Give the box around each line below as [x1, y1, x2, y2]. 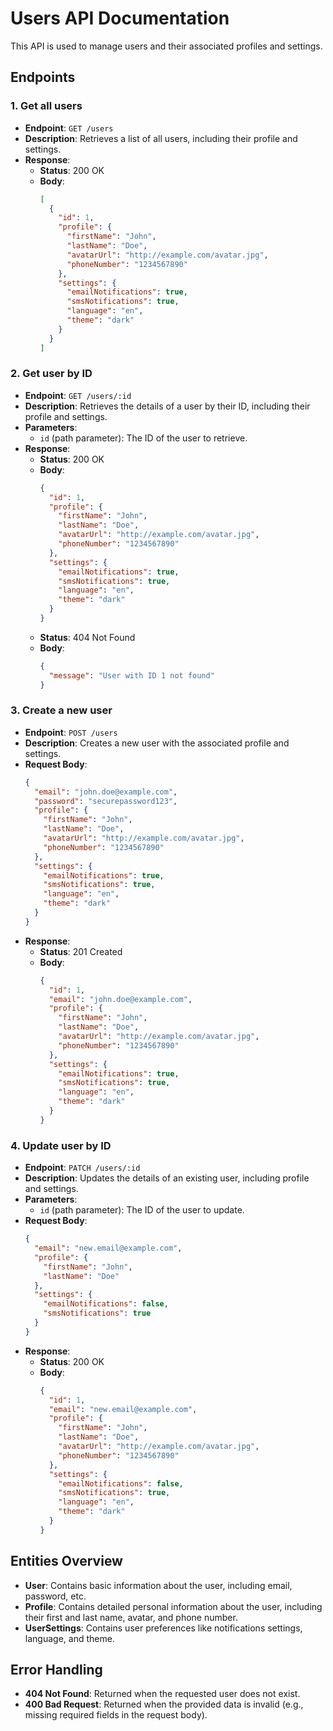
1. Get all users [10, 99, 83, 113]
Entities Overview [10, 1553, 123, 1570]
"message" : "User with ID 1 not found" [48, 670, 215, 681]
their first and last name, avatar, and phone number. [24, 1611, 238, 1623]
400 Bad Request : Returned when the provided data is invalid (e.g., [24, 1698, 304, 1711]
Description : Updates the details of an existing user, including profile [24, 1172, 310, 1184]
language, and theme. [24, 1632, 115, 1644]
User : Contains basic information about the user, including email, [24, 1579, 293, 1591]
